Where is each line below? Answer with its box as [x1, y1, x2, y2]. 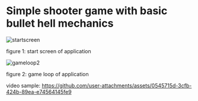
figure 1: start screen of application [6, 47, 92, 54]
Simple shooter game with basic [6, 4, 168, 18]
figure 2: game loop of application [6, 70, 89, 77]
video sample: [6, 82, 40, 89]
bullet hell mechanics [6, 17, 114, 30]
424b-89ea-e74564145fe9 [6, 88, 72, 95]
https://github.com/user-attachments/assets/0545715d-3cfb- [41, 82, 192, 89]
